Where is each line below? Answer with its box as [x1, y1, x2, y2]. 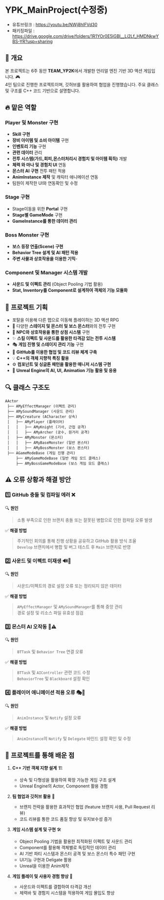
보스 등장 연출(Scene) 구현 [12, 243, 63, 250]
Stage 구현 [5, 194, 30, 201]
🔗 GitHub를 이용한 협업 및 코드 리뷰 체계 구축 [12, 349, 97, 355]
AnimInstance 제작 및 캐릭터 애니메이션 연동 [12, 174, 99, 180]
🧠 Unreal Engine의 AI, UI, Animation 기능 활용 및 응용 [12, 368, 117, 374]
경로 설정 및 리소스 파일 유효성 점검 [17, 610, 84, 616]
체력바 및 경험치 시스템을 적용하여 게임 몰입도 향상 [19, 890, 115, 896]
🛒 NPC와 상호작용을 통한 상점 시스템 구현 [12, 329, 90, 335]
